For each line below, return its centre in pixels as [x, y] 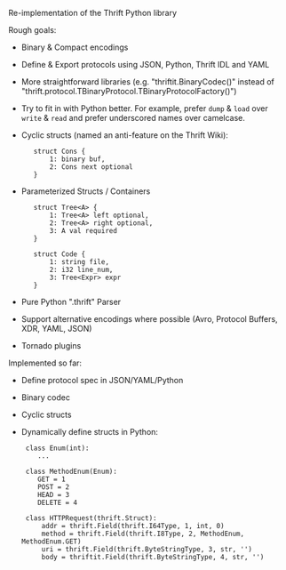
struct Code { [60, 254]
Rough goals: [32, 30]
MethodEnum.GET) [51, 542]
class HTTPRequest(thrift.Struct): [91, 518]
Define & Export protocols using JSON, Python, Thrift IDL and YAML [145, 64]
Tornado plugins [51, 345]
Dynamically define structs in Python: [90, 432]
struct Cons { [60, 151]
